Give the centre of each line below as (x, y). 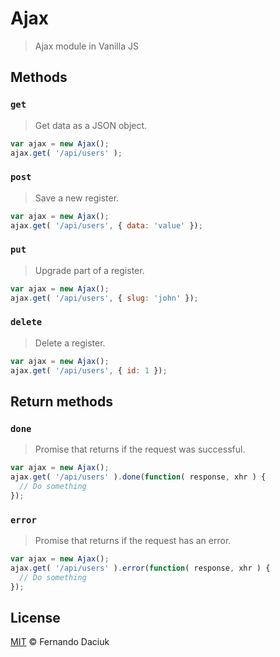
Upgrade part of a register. (89, 270)
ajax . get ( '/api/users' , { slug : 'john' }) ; (104, 298)
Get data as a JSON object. (91, 125)
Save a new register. (77, 198)
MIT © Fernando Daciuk (60, 642)
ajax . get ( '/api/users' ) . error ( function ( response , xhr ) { (140, 568)
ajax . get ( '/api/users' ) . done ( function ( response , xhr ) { (138, 477)
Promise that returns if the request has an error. (133, 540)
